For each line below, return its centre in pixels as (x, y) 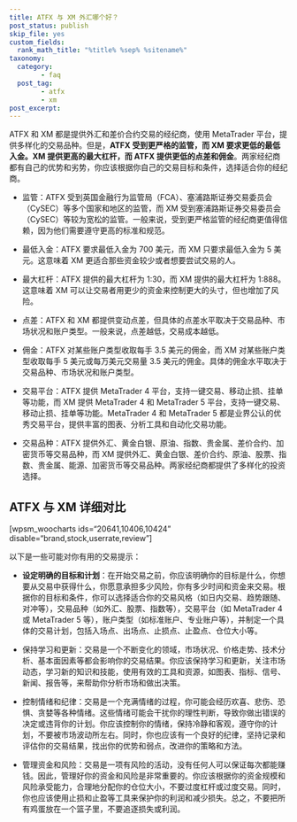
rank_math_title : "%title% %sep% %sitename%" (103, 50)
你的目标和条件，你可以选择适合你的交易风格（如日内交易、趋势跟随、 (157, 598)
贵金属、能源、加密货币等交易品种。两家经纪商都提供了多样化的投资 (161, 465)
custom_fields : (37, 42)
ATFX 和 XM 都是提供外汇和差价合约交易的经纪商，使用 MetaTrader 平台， (145, 135)
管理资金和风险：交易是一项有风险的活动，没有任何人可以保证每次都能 (150, 765)
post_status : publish (49, 26)
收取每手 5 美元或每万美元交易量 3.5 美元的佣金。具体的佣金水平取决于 (158, 361)
